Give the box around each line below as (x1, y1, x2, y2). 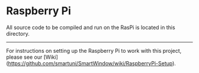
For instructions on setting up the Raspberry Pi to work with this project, (6, 47, 182, 54)
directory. (6, 30, 30, 37)
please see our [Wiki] (6, 53, 58, 61)
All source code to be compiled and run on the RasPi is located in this (6, 24, 176, 31)
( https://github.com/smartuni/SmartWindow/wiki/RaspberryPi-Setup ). (6, 59, 176, 66)
